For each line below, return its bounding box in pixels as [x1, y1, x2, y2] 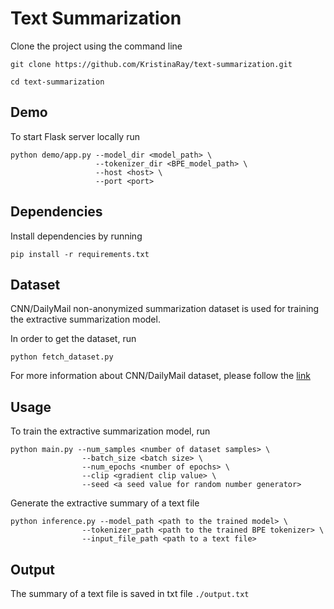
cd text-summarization [10, 77, 105, 87]
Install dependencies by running [10, 230, 143, 242]
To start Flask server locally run [10, 130, 140, 142]
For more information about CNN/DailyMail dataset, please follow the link [10, 370, 311, 382]
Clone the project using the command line [10, 40, 183, 52]
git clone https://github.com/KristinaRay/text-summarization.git [10, 59, 293, 69]
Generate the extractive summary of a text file [10, 497, 200, 509]
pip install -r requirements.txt [10, 249, 150, 259]
